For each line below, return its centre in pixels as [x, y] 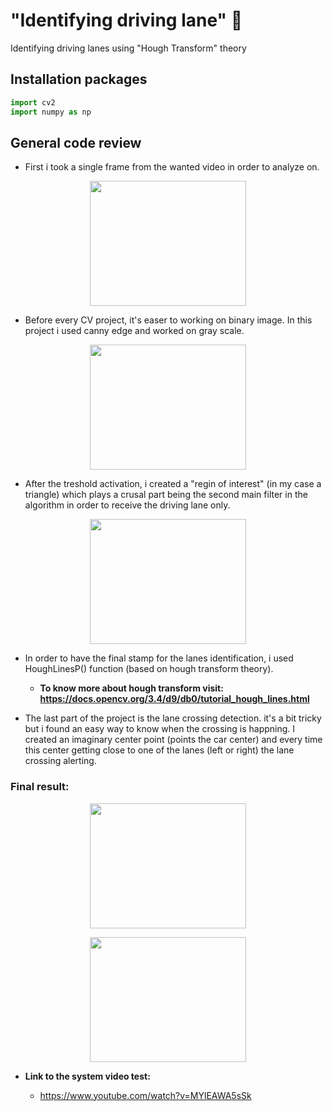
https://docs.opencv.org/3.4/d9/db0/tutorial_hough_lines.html [174, 699]
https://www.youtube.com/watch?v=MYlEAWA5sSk [145, 1095]
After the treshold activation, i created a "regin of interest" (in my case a [173, 484]
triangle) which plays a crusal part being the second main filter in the [166, 495]
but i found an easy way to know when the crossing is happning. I [160, 729]
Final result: [40, 787]
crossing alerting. [60, 761]
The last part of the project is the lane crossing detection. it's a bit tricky [173, 718]
